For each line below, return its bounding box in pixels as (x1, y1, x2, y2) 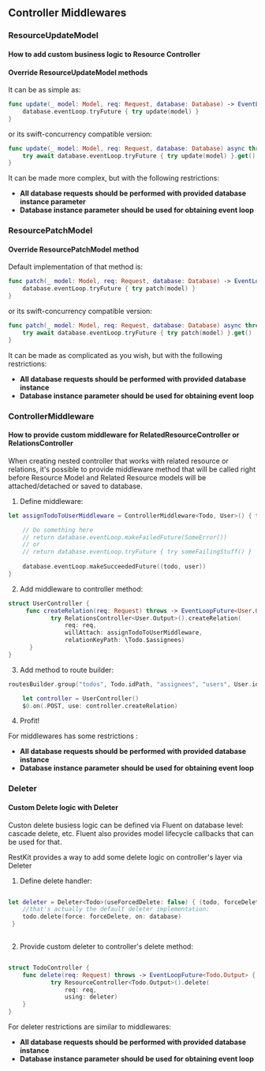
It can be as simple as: (8, 85, 81, 95)
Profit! (19, 716, 40, 726)
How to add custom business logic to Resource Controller (8, 49, 201, 58)
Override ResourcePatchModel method (8, 244, 140, 254)
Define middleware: (19, 496, 84, 506)
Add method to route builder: (19, 665, 114, 674)
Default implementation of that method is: (8, 262, 144, 271)
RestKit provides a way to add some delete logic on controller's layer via (8, 852, 243, 862)
